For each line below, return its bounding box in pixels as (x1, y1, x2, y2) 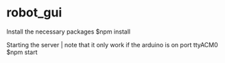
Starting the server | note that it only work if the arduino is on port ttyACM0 (6, 40, 219, 49)
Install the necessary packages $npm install (6, 27, 131, 36)
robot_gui (6, 5, 62, 21)
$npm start (6, 48, 38, 56)
